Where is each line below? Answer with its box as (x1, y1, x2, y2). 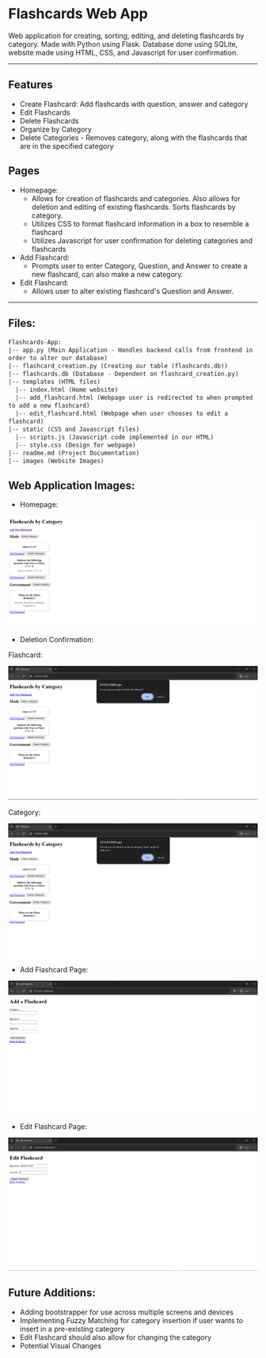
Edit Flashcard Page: (19, 1121, 88, 1131)
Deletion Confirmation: (19, 634, 93, 644)
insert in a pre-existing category (19, 1324, 125, 1333)
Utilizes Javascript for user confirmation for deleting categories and (31, 235, 253, 245)
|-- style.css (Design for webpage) (15, 441, 136, 450)
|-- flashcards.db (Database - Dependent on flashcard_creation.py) (8, 370, 239, 378)
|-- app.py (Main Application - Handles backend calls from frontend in (8, 346, 253, 355)
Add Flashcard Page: (19, 965, 89, 975)
